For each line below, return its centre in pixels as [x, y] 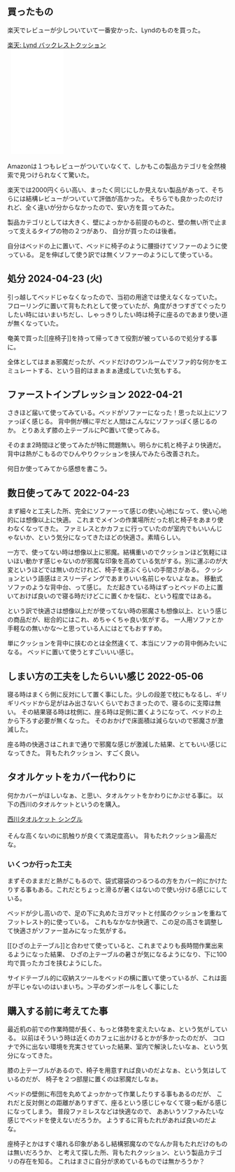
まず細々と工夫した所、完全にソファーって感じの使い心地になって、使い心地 [117, 511]
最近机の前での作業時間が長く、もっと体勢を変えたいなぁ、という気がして [114, 1029]
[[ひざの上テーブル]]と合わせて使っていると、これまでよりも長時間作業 [109, 946]
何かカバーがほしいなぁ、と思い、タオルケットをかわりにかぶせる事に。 [111, 795]
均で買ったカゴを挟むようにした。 [56, 963]
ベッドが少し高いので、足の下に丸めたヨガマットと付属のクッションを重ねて [117, 913]
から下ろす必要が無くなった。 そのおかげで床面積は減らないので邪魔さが [112, 721]
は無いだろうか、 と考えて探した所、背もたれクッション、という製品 [106, 1152]
